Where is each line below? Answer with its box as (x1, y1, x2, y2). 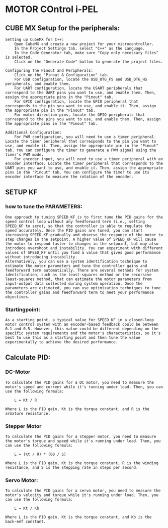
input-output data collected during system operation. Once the (5, 281, 143, 286)
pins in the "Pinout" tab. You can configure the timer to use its (5, 170, 150, 175)
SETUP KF (5, 188, 38, 197)
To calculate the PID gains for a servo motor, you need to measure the (5, 488, 161, 494)
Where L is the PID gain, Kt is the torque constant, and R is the (5, 406, 150, 412)
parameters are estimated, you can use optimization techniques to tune (5, 285, 161, 290)
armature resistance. (5, 411, 51, 416)
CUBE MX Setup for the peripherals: (5, 24, 120, 32)
